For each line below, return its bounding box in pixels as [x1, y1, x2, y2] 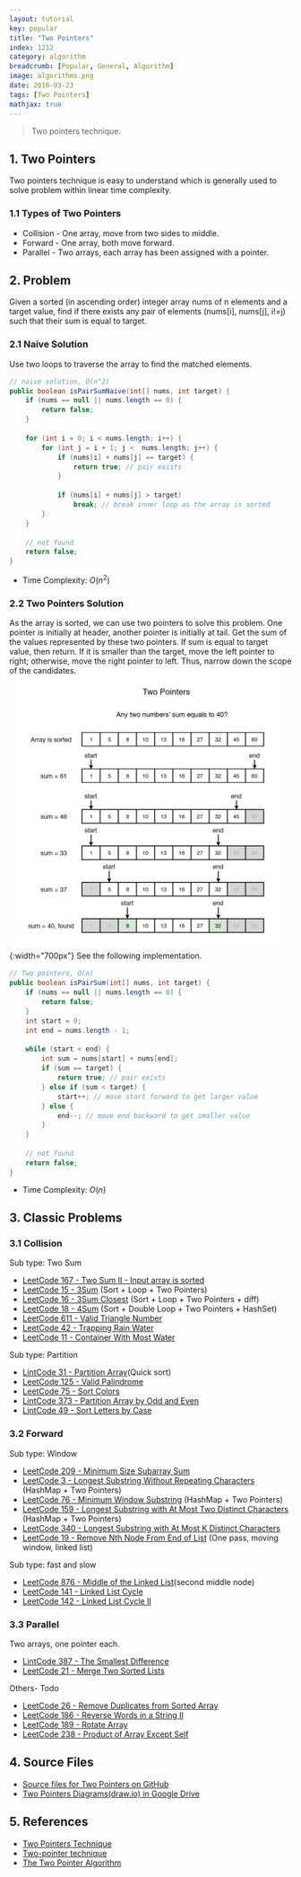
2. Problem [9, 273, 72, 287]
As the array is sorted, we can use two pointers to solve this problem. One [9, 618, 283, 629]
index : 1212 [9, 43, 54, 52]
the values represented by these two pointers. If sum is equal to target [9, 637, 269, 648]
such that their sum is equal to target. [9, 315, 148, 327]
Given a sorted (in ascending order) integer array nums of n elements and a [9, 296, 288, 307]
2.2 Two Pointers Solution [9, 597, 124, 610]
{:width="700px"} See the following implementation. [9, 950, 202, 961]
